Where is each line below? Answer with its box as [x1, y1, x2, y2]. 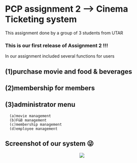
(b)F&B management [9, 118, 47, 122]
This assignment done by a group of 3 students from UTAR [5, 30, 123, 36]
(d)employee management [9, 126, 58, 131]
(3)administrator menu [5, 101, 76, 109]
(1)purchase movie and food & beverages [5, 67, 133, 76]
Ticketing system [5, 14, 77, 25]
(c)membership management [9, 122, 62, 127]
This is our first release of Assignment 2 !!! [5, 42, 108, 49]
